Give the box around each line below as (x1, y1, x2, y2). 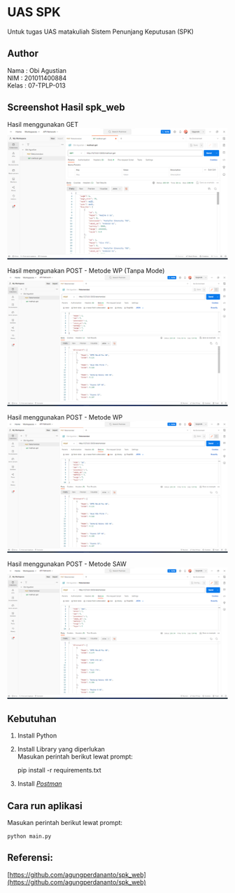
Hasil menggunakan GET (7, 120, 79, 128)
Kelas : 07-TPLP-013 (7, 81, 66, 90)
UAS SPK (7, 4, 62, 20)
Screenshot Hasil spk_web (7, 102, 126, 113)
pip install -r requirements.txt (17, 766, 101, 775)
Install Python (17, 731, 57, 740)
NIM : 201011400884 (7, 74, 67, 82)
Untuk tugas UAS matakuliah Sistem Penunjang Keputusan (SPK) (7, 27, 194, 36)
